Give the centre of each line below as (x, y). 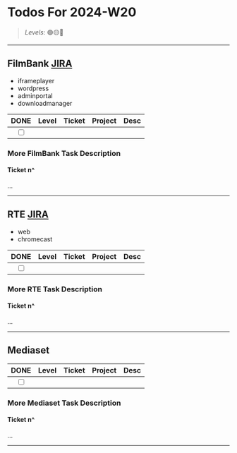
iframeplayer (36, 80)
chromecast (35, 239)
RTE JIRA (28, 215)
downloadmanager (45, 103)
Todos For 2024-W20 (72, 12)
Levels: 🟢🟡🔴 (44, 32)
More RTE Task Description (55, 289)
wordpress (33, 88)
